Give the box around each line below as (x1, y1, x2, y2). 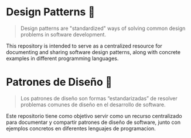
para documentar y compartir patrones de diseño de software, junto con (6, 119, 180, 126)
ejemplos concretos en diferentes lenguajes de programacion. (6, 124, 156, 132)
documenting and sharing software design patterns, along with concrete (6, 48, 180, 55)
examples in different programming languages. (6, 55, 119, 62)
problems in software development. (20, 31, 107, 38)
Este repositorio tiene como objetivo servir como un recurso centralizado (6, 112, 183, 119)
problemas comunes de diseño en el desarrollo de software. (20, 101, 166, 108)
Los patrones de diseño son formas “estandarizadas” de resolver (20, 95, 178, 102)
